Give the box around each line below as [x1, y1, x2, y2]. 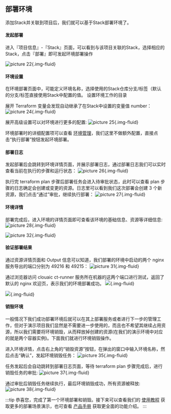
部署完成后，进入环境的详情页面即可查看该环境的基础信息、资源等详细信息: [5, 216, 163, 222]
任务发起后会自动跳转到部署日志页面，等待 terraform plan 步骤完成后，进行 [5, 363, 163, 370]
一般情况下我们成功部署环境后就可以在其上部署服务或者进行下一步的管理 [5, 316, 157, 322]
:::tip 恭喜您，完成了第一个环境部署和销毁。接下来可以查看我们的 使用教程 [5, 397, 160, 403]
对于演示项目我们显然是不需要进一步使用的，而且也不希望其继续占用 [18, 323, 161, 329]
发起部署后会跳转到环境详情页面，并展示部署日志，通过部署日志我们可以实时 [5, 162, 166, 168]
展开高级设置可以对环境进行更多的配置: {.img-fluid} [5, 119, 139, 125]
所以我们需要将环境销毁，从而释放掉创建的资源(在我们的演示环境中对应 [14, 329, 163, 335]
